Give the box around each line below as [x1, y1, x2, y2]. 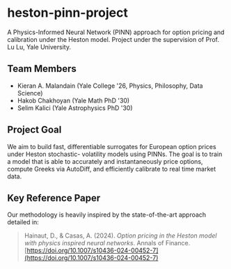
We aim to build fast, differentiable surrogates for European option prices [7, 142, 217, 151]
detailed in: [7, 218, 40, 226]
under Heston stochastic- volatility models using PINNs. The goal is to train [7, 150, 223, 158]
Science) [17, 89, 43, 97]
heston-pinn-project [7, 5, 129, 21]
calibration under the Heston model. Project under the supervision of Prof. [7, 35, 219, 43]
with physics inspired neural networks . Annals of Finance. [24, 239, 191, 247]
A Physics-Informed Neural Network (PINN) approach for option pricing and [7, 28, 225, 36]
